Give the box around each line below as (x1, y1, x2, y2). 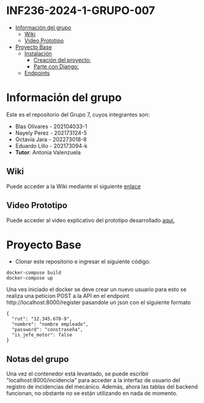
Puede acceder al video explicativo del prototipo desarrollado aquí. (6, 216, 175, 223)
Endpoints (24, 69, 50, 76)
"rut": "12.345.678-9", (12, 316, 72, 322)
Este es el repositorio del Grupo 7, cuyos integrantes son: (6, 111, 150, 118)
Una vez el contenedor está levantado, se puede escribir (6, 370, 149, 377)
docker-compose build (6, 270, 62, 276)
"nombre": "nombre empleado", (12, 321, 89, 327)
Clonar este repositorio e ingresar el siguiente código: (15, 258, 151, 266)
